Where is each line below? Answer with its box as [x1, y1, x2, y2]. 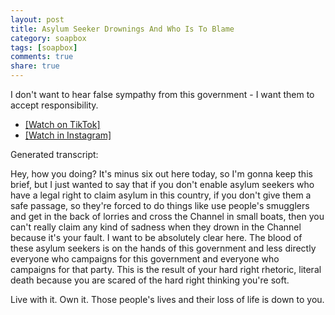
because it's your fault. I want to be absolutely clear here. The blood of [10, 232, 303, 243]
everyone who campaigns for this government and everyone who [10, 253, 280, 265]
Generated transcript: [10, 149, 99, 160]
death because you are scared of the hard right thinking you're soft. [10, 274, 290, 286]
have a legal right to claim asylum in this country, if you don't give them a [10, 189, 312, 201]
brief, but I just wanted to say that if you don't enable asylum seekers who [10, 179, 315, 190]
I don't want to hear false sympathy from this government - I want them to [10, 89, 315, 100]
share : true [10, 61, 60, 71]
